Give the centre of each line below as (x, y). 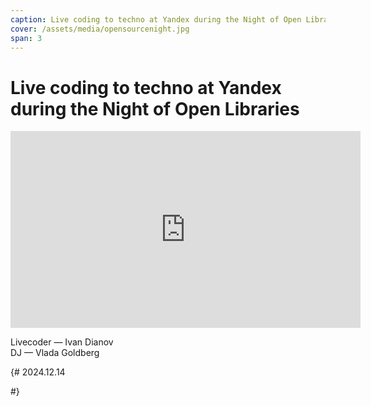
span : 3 (26, 38)
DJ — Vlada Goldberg (55, 353)
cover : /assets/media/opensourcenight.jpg (100, 29)
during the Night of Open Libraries (155, 108)
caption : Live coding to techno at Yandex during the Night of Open (156, 19)
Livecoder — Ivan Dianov (62, 342)
